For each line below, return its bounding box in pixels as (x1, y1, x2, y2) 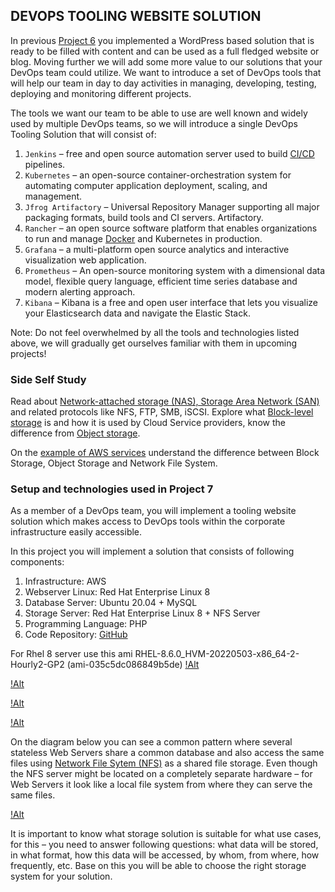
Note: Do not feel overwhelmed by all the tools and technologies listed (10, 326, 300, 338)
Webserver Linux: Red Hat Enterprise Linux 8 (24, 586, 211, 598)
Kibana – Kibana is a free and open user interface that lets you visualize (24, 296, 318, 308)
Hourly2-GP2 (10, 659, 65, 671)
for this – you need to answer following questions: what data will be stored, (10, 839, 319, 851)
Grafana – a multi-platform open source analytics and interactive (24, 243, 290, 255)
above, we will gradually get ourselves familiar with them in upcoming (10, 337, 298, 349)
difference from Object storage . (10, 427, 141, 439)
